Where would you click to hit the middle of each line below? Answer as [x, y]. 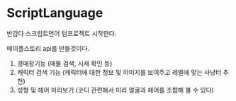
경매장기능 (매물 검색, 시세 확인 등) [64, 63]
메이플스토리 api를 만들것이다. [48, 48]
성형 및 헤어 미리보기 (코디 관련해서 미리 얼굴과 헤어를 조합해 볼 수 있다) [115, 90]
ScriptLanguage [55, 13]
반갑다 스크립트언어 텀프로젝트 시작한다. [62, 33]
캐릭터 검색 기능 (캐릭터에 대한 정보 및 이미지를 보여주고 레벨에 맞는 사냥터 [119, 72]
